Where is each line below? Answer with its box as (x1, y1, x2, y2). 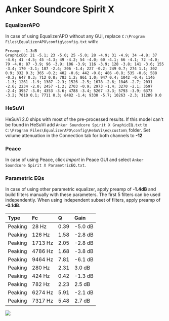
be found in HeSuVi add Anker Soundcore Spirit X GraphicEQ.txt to (5, 121, 148, 127)
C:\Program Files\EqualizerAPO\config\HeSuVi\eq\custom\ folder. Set (5, 127, 150, 133)
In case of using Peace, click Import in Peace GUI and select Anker (5, 156, 144, 163)
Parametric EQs (5, 175, 45, 181)
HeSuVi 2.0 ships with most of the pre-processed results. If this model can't (5, 116, 163, 122)
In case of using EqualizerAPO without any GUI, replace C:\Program (5, 33, 145, 39)
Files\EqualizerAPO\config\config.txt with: (5, 39, 99, 45)
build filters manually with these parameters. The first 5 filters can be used (5, 191, 161, 198)
